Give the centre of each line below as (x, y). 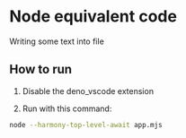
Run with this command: (67, 108)
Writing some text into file (57, 41)
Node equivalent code (93, 17)
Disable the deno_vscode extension (88, 91)
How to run (41, 69)
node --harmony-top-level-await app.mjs (86, 125)
